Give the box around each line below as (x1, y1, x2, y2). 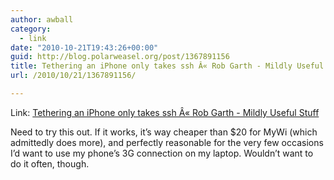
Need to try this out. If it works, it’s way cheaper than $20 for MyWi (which (10, 126, 318, 138)
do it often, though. (10, 157, 90, 170)
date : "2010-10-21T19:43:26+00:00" (10, 42, 159, 53)
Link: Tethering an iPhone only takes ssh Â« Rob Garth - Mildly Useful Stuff (10, 106, 320, 118)
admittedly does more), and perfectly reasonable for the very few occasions (10, 136, 324, 148)
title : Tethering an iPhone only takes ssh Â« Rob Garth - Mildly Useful (10, 61, 325, 71)
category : (10, 24, 52, 34)
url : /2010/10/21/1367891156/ (10, 71, 137, 81)
